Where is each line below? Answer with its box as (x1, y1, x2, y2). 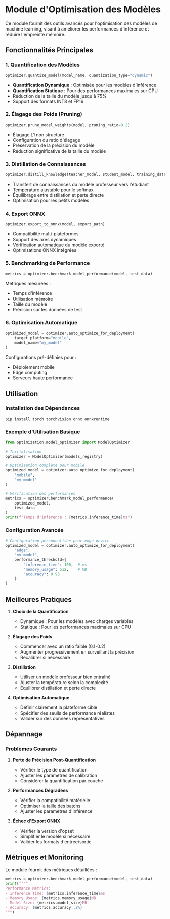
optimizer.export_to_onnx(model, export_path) (5, 222, 105, 227)
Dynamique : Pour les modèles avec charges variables (20, 618, 134, 624)
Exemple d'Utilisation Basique (5, 428, 80, 435)
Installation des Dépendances (5, 405, 80, 412)
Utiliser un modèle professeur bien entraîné (20, 674, 111, 680)
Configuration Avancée (5, 527, 64, 534)
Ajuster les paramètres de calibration (20, 772, 98, 778)
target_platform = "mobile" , (14, 336, 71, 341)
